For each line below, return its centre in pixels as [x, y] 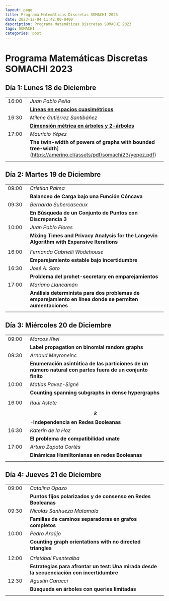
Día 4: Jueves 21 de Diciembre [53, 475]
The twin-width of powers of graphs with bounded [92, 142]
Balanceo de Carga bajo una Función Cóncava [86, 196]
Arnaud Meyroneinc [53, 355]
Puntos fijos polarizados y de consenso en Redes [90, 497]
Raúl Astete [43, 403]
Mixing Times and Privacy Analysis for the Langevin [94, 235]
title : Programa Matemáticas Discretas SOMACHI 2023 [62, 15]
